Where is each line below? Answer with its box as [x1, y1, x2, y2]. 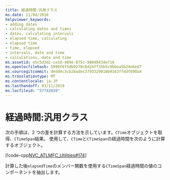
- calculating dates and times [5, 27, 72, 32]
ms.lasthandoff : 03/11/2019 [5, 83, 65, 88]
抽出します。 [36, 169, 63, 175]
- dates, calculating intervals [5, 31, 74, 36]
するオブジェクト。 [5, 142, 46, 148]
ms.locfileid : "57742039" [5, 88, 60, 93]
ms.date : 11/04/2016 [5, 12, 49, 17]
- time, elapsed [5, 45, 40, 50]
